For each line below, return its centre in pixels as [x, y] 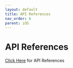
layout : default [21, 9]
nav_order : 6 [18, 18]
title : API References [28, 14]
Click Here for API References [35, 61]
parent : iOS [17, 23]
